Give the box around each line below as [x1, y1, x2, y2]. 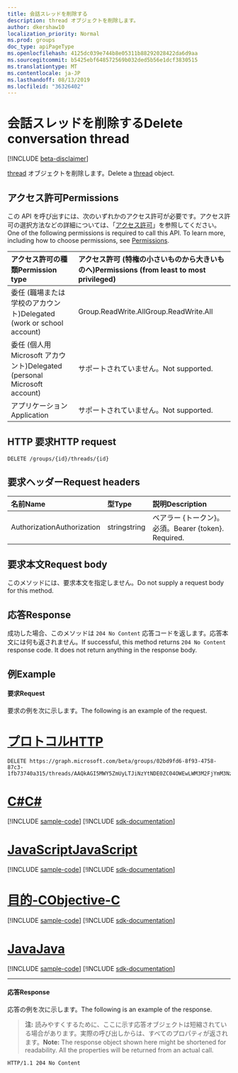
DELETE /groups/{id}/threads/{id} [7, 455, 110, 462]
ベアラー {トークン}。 [152, 513, 225, 523]
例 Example [7, 668, 56, 680]
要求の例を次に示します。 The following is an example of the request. [7, 706, 208, 715]
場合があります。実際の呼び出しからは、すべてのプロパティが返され [30, 1028, 229, 1038]
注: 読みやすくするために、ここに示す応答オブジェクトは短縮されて [24, 1020, 221, 1028]
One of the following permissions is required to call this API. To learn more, [7, 229, 226, 237]
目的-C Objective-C [7, 892, 120, 908]
